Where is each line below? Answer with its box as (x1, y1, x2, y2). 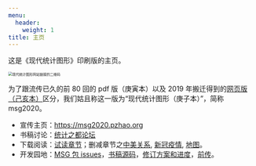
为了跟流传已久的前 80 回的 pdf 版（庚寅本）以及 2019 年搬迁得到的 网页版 (8, 84, 248, 94)
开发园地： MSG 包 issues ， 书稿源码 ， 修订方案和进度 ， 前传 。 (19, 150, 218, 159)
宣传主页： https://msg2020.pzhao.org (19, 121, 144, 130)
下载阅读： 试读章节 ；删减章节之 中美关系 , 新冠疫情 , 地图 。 (19, 140, 207, 150)
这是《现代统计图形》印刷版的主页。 (8, 56, 126, 65)
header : (15, 19, 41, 27)
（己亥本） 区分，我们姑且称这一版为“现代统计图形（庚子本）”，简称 (8, 94, 225, 103)
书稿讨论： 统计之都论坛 (19, 130, 96, 139)
